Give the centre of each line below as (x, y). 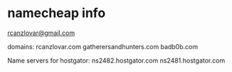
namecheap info (57, 13)
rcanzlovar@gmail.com (41, 33)
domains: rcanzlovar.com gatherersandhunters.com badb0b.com (102, 46)
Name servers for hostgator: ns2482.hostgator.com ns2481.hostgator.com (116, 60)
